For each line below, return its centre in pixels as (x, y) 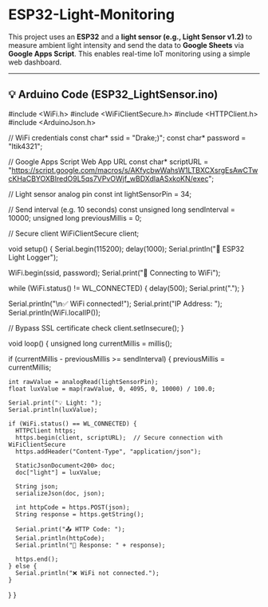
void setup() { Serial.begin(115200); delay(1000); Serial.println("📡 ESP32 (126, 249)
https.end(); (37, 559)
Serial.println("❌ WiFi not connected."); (87, 573)
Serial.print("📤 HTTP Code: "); (71, 529)
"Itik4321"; (26, 146)
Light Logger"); (33, 257)
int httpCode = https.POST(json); (73, 507)
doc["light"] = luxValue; (59, 472)
